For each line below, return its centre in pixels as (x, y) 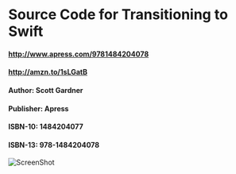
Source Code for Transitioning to (118, 15)
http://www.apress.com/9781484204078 (79, 54)
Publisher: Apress (39, 108)
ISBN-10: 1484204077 (46, 127)
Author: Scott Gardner (46, 90)
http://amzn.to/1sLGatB (48, 72)
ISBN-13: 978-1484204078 (54, 145)
